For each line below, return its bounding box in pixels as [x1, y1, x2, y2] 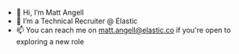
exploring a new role [15, 37, 85, 46]
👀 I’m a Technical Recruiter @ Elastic [15, 16, 138, 26]
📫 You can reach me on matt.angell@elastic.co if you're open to [15, 25, 232, 35]
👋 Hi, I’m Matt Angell [15, 8, 85, 17]
